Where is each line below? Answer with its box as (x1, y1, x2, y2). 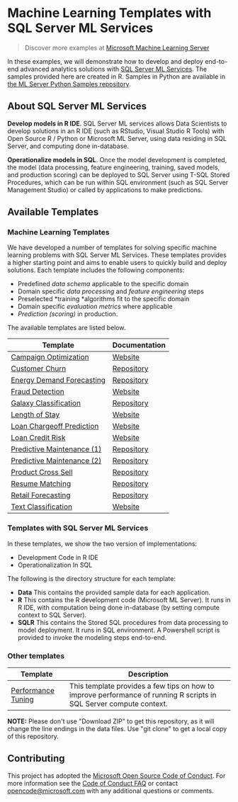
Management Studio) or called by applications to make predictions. (7, 186, 203, 194)
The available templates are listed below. (7, 324, 126, 332)
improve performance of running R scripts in (69, 690, 217, 700)
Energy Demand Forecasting (11, 375, 106, 385)
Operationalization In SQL (17, 560, 93, 569)
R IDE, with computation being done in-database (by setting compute (17, 603, 220, 611)
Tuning (11, 694, 34, 704)
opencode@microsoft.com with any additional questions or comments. (7, 786, 214, 795)
